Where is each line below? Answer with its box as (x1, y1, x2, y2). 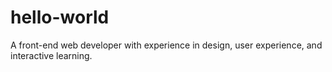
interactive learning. (10, 49, 93, 61)
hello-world (10, 6, 110, 29)
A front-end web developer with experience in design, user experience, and (10, 39, 323, 51)
